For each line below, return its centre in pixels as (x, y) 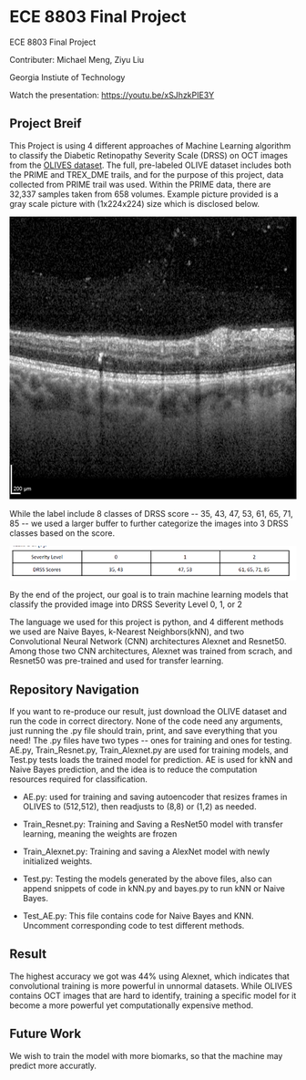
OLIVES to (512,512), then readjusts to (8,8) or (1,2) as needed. (139, 806)
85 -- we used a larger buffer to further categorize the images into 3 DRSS (149, 523)
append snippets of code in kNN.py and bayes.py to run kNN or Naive (153, 888)
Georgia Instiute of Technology (67, 77)
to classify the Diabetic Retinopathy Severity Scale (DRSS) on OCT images (149, 155)
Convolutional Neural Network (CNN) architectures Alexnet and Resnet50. (148, 642)
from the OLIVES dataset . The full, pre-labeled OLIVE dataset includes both (150, 165)
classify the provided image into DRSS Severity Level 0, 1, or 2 (126, 604)
